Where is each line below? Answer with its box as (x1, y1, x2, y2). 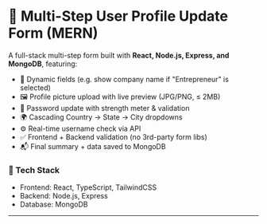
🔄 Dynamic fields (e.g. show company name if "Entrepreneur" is (19, 74, 229, 84)
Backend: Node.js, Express (19, 191, 109, 201)
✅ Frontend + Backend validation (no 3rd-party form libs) (19, 132, 208, 142)
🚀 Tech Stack (8, 164, 60, 175)
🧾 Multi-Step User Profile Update (8, 7, 229, 26)
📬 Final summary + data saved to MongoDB (19, 141, 166, 151)
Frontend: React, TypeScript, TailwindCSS (19, 183, 157, 192)
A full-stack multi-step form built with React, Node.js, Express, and (8, 50, 230, 60)
